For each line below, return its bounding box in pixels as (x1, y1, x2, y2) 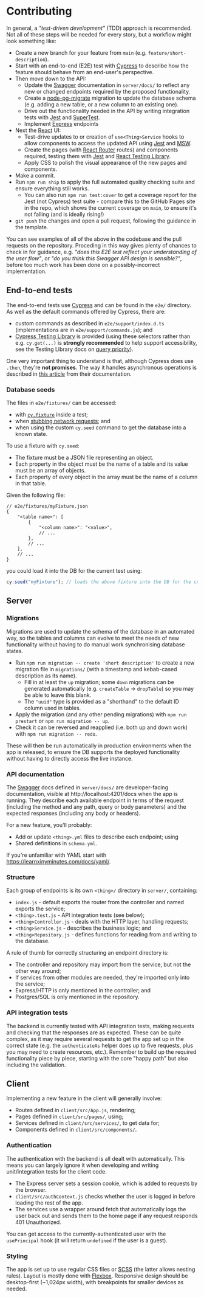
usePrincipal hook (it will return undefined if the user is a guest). (6, 1236, 168, 1244)
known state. (15, 431, 48, 438)
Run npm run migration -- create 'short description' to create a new (15, 659, 195, 666)
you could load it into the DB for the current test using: (6, 567, 143, 575)
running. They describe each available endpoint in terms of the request (6, 797, 184, 804)
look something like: (6, 37, 56, 44)
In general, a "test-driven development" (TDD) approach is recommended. (6, 24, 192, 32)
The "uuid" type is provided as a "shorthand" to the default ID (24, 697, 179, 705)
